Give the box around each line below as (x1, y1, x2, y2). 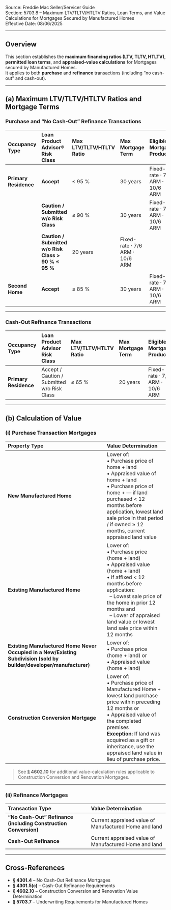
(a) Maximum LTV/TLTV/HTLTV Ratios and (5, 95, 142, 103)
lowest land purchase (106, 692, 158, 699)
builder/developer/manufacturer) (8, 662, 90, 669)
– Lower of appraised (109, 612, 160, 619)
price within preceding (106, 698, 161, 705)
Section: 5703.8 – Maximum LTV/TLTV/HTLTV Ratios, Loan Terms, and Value (5, 10, 165, 16)
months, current (106, 527, 145, 534)
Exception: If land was (106, 730, 160, 737)
